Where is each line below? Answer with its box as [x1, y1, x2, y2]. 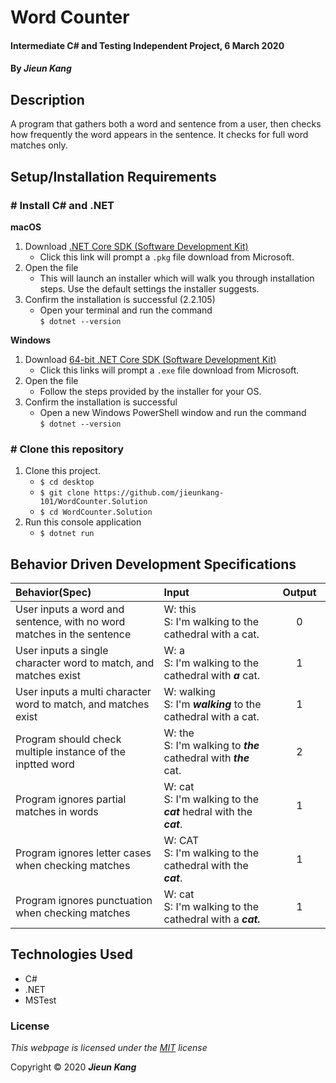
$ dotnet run [39, 529, 95, 539]
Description [10, 91, 85, 108]
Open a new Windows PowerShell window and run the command [39, 406, 307, 418]
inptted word [15, 757, 75, 771]
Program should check [15, 732, 122, 746]
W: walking [163, 684, 216, 698]
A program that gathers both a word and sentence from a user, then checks [10, 118, 322, 130]
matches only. [10, 139, 68, 151]
